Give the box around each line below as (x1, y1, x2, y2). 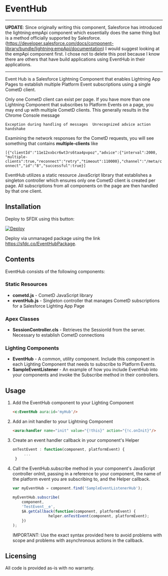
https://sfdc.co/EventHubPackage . (5, 240, 76, 246)
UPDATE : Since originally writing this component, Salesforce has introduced (5, 24, 162, 30)
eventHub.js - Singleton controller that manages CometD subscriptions (12, 298, 160, 304)
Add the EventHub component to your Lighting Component (12, 400, 134, 406)
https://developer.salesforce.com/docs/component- (6, 40, 114, 46)
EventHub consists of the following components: (5, 268, 105, 274)
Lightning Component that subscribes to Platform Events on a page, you (5, 101, 154, 108)
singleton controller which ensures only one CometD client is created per (5, 177, 156, 183)
